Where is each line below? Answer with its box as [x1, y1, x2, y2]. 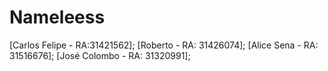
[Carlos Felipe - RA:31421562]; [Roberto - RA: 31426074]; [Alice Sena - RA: [9, 39, 319, 51]
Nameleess [9, 6, 106, 29]
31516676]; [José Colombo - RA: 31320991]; [9, 49, 191, 61]
